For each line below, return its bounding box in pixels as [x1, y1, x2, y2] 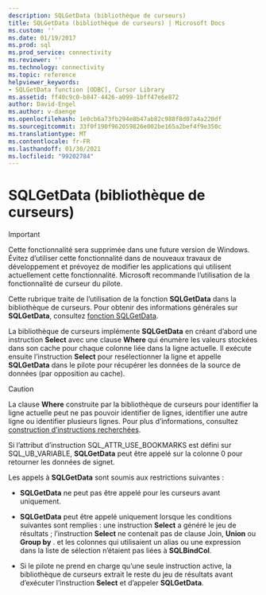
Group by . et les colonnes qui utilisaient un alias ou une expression [19, 538, 241, 547]
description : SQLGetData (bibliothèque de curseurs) [8, 11, 187, 20]
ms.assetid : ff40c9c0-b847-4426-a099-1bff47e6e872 [8, 93, 179, 101]
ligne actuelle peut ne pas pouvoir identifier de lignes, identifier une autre [8, 408, 249, 418]
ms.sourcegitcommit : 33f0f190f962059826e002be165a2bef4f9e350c [8, 122, 222, 130]
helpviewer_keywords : [8, 78, 80, 86]
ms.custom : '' [8, 26, 56, 34]
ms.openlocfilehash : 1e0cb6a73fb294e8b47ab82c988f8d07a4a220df [8, 115, 222, 123]
